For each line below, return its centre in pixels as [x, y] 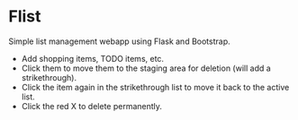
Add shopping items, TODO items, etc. [92, 58]
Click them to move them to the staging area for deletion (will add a [146, 68]
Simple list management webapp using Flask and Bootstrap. [119, 41]
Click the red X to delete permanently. [92, 106]
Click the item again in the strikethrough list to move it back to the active [155, 87]
